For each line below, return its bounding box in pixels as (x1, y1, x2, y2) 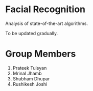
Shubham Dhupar (12, 75, 50, 82)
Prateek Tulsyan (12, 65, 47, 71)
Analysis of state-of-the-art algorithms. (5, 20, 88, 26)
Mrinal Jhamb (12, 70, 42, 76)
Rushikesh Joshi (12, 81, 48, 87)
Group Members (5, 48, 76, 59)
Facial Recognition (5, 4, 86, 15)
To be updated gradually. (5, 30, 58, 36)
